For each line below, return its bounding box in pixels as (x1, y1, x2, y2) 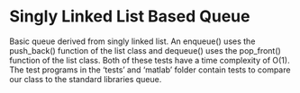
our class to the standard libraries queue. (9, 73, 162, 84)
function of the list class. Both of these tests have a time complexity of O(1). (9, 55, 290, 65)
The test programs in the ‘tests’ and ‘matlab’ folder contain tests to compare (9, 64, 291, 75)
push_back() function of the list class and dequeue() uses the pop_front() (9, 45, 281, 55)
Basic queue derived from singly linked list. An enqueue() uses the (9, 36, 256, 46)
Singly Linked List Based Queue (9, 6, 250, 27)
